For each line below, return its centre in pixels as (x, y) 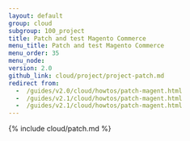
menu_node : (27, 61)
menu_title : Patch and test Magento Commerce (86, 46)
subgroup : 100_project (46, 31)
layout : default (36, 16)
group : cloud (30, 23)
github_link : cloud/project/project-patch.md (86, 76)
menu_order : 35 (34, 53)
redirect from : (34, 83)
